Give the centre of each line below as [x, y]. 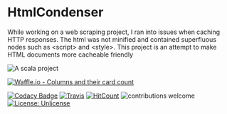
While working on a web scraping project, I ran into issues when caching [114, 32]
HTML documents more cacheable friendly [70, 55]
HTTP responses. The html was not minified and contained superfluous [112, 39]
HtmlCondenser [56, 12]
